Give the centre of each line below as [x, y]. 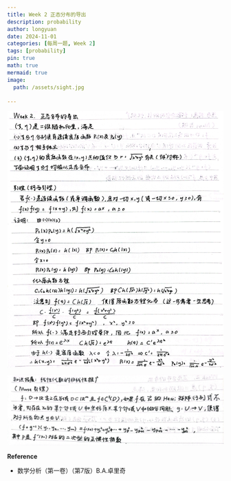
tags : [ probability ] [37, 51]
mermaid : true [27, 72]
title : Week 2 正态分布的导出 [47, 14]
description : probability [44, 22]
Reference [22, 456]
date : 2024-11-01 [32, 37]
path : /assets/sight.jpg [49, 87]
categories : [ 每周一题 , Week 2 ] [52, 44]
